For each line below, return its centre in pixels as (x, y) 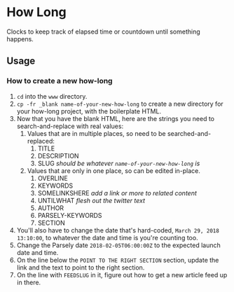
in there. (29, 282)
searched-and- (189, 133)
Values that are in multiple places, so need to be (96, 133)
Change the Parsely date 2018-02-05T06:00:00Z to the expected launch (119, 245)
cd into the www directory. (52, 96)
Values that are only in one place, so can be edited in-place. (114, 171)
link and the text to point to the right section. (81, 267)
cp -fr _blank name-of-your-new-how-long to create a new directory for (120, 104)
